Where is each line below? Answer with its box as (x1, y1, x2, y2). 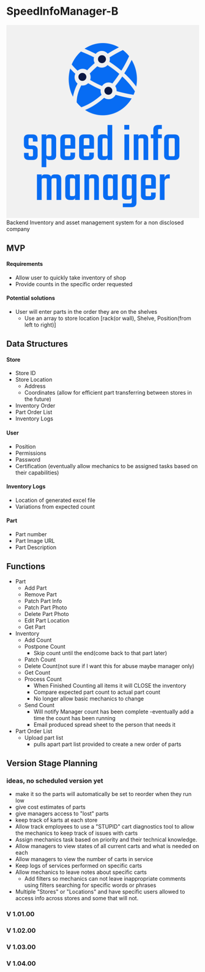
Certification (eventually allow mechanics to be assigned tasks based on (15, 462, 198, 469)
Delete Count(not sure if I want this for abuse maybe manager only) (24, 662, 195, 669)
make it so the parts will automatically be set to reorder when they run (15, 791, 192, 798)
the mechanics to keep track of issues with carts (15, 829, 138, 837)
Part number (15, 530, 47, 537)
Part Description (15, 544, 57, 551)
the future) (24, 395, 52, 403)
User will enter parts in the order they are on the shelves (15, 308, 158, 315)
